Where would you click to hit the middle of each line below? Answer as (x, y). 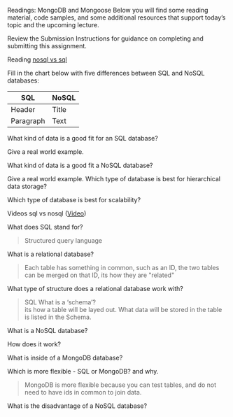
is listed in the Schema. (58, 317)
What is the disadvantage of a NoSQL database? (77, 406)
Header (23, 109)
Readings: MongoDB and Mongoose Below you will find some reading (108, 10)
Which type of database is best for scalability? (74, 200)
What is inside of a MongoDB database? (65, 358)
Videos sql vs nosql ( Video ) (47, 213)
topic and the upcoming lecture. (53, 25)
